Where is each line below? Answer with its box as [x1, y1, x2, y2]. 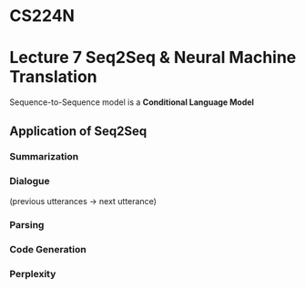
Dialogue [9, 175, 50, 188]
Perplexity [9, 267, 56, 280]
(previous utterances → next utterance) [9, 195, 158, 206]
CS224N [9, 5, 76, 26]
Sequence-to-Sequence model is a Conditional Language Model [9, 97, 255, 108]
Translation [9, 67, 97, 88]
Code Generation [9, 243, 86, 255]
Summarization [9, 150, 79, 163]
